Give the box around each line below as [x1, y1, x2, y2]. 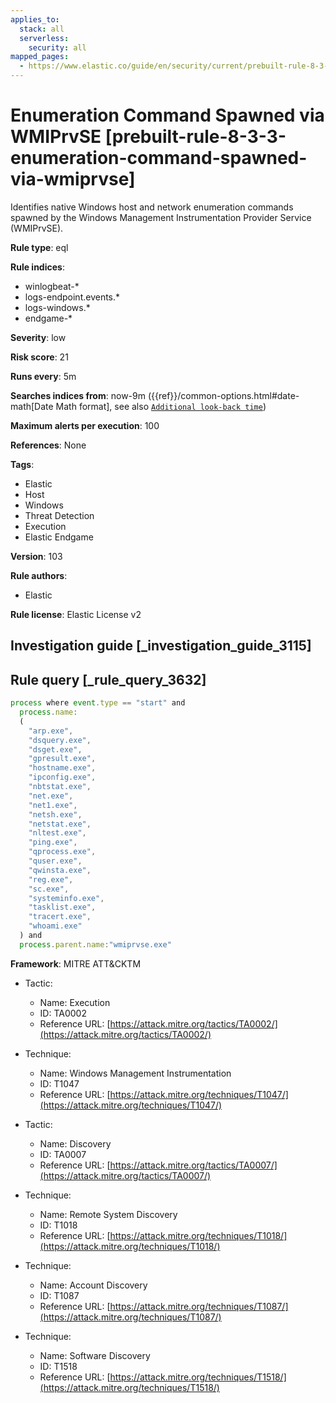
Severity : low [10, 331, 67, 343]
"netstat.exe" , [28, 819, 92, 829]
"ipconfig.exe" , [28, 772, 97, 783]
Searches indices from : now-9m [10, 389, 146, 401]
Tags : [10, 458, 35, 470]
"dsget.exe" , [28, 744, 83, 755]
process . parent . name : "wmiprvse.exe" [19, 939, 172, 950]
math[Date [10, 400, 54, 412]
